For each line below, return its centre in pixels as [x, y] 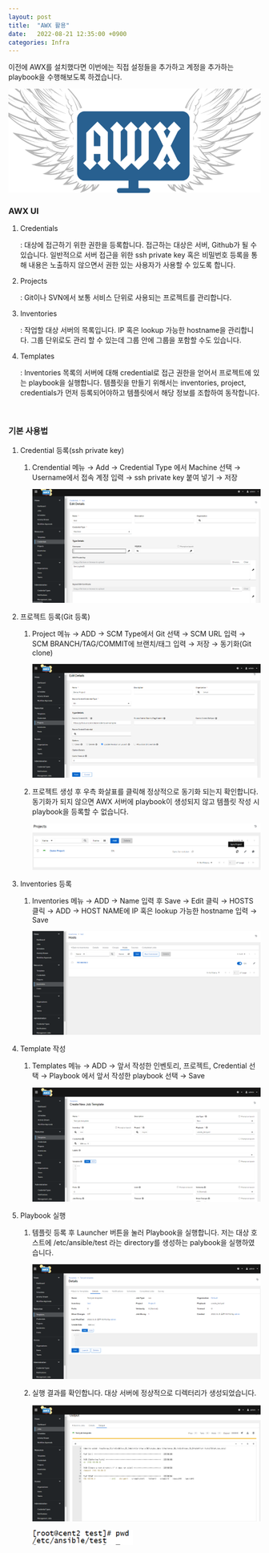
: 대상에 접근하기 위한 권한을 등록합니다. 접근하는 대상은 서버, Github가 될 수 [139, 245]
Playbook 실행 [43, 1215]
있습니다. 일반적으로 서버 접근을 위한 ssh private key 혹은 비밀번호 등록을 [134, 255]
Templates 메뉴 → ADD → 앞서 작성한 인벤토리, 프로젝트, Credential [139, 1066]
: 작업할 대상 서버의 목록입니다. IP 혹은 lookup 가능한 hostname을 [123, 330]
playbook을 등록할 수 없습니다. [80, 812]
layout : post [30, 17]
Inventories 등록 [46, 884]
